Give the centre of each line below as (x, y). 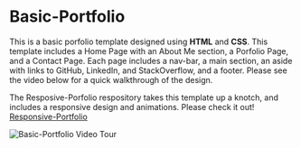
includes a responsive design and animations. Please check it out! (132, 106)
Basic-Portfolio (67, 17)
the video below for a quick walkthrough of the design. (111, 79)
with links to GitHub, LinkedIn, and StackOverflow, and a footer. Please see (148, 70)
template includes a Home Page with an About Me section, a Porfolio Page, (149, 51)
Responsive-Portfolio (48, 116)
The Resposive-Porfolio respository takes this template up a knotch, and (144, 97)
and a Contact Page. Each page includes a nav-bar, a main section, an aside (151, 60)
